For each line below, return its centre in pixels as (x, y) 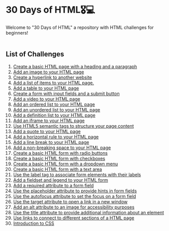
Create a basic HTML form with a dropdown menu (65, 164)
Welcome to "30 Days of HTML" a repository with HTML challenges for (80, 27)
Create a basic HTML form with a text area (57, 169)
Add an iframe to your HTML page (49, 121)
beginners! (17, 33)
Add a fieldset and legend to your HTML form (60, 180)
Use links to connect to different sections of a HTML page (74, 218)
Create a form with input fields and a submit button (66, 93)
